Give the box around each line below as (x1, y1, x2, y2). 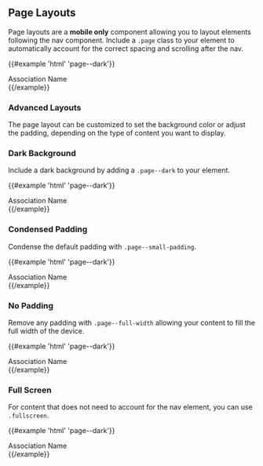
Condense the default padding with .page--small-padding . (8, 242, 197, 251)
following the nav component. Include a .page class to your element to (8, 35, 236, 45)
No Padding (8, 300, 53, 311)
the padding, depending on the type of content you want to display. (8, 129, 226, 138)
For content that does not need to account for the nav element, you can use (8, 402, 253, 412)
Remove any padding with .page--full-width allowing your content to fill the (8, 318, 256, 327)
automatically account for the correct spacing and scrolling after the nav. (8, 43, 244, 53)
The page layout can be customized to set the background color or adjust (8, 120, 246, 129)
